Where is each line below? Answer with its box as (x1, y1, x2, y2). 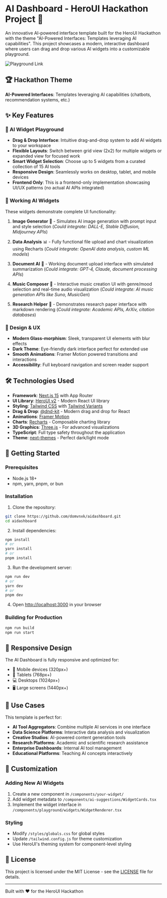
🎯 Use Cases (5, 701, 45, 710)
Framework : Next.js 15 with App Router (12, 392, 93, 398)
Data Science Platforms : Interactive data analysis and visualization (12, 729, 150, 735)
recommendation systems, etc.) (5, 96, 71, 102)
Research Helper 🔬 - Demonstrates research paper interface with (12, 301, 147, 307)
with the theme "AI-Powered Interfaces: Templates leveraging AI (5, 35, 137, 41)
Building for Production (5, 614, 63, 621)
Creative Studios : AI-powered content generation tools (12, 735, 126, 740)
